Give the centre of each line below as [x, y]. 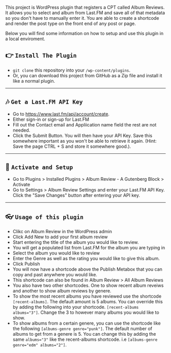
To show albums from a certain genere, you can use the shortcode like [87, 323]
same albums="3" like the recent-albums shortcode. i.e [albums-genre [85, 339]
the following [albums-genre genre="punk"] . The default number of [82, 329]
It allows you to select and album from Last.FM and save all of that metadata [85, 13]
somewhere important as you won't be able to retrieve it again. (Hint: [84, 141]
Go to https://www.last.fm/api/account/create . [61, 114]
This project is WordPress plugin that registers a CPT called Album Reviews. [85, 7]
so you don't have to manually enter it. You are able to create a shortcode [82, 18]
